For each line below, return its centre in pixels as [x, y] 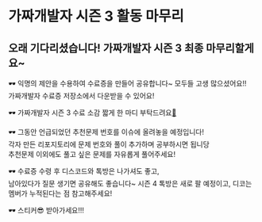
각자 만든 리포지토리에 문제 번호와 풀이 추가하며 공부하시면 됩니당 [109, 144]
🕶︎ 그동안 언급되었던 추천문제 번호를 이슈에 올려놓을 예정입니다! [106, 132]
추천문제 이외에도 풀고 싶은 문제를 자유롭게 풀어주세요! [92, 154]
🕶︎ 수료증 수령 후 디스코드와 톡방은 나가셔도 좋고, [84, 171]
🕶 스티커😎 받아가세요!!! [46, 210]
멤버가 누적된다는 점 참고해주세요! [60, 193]
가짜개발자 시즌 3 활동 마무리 [96, 16]
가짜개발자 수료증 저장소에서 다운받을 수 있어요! [81, 96]
